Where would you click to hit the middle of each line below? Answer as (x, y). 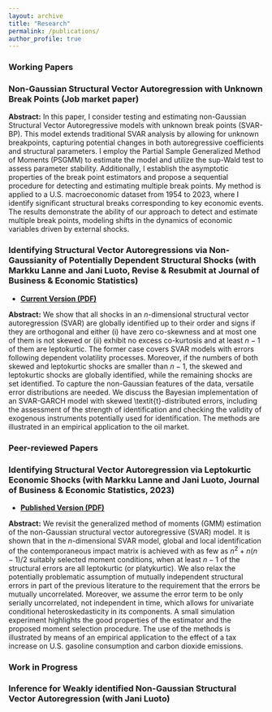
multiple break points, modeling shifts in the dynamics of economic (121, 221)
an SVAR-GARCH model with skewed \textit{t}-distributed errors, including (133, 400)
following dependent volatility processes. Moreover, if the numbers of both (133, 357)
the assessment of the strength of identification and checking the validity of (135, 409)
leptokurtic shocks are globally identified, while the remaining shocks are (131, 374)
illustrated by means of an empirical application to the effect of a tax (123, 637)
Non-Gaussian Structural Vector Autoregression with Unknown (136, 89)
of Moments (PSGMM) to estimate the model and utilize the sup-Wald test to (136, 160)
